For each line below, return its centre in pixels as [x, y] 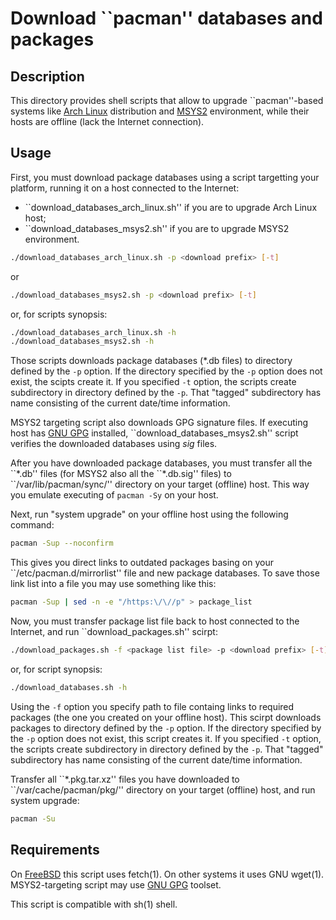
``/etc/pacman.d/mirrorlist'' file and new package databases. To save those [165, 573]
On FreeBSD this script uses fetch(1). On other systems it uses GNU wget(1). [167, 874]
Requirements [55, 850]
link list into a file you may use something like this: [113, 584]
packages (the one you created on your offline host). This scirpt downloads [166, 717]
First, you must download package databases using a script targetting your [165, 177]
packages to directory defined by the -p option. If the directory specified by [166, 728]
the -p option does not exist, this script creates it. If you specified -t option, [166, 738]
